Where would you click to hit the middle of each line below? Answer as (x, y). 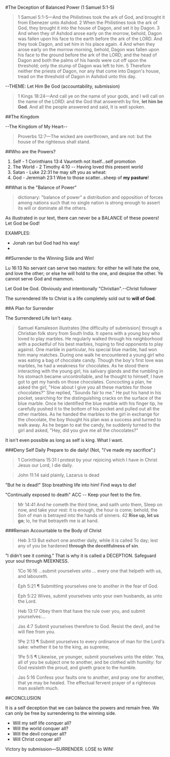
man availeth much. (38, 688)
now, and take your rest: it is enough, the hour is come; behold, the (88, 510)
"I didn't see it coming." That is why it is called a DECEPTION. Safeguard (81, 556)
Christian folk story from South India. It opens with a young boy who (89, 333)
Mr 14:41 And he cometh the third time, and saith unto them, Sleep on (90, 505)
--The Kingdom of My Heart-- (36, 127)
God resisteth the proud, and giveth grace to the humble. (77, 667)
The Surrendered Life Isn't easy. (39, 318)
